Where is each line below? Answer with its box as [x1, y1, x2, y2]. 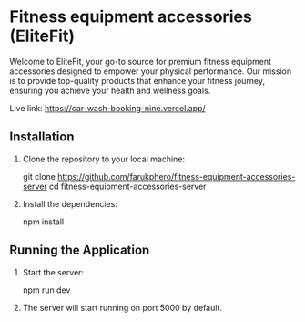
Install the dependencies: [22, 198, 118, 209]
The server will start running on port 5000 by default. [22, 302, 223, 313]
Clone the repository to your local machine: [22, 153, 185, 164]
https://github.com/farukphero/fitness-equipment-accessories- [57, 171, 296, 182]
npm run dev [22, 285, 71, 296]
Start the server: [22, 266, 85, 277]
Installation [9, 130, 75, 145]
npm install [22, 216, 65, 227]
